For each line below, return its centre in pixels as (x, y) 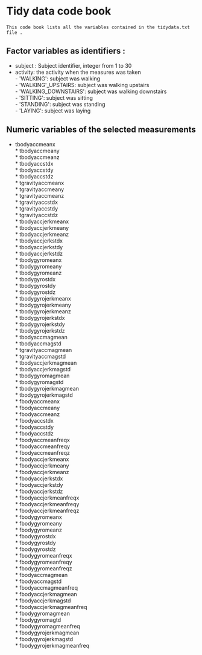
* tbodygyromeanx (38, 260)
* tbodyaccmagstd (38, 344)
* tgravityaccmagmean (43, 350)
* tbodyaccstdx (34, 163)
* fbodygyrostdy (35, 543)
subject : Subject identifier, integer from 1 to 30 (73, 65)
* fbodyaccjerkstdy (39, 484)
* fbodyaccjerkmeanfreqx (47, 498)
